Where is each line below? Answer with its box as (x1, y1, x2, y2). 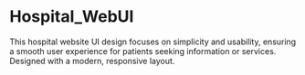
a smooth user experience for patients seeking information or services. (9, 45, 277, 56)
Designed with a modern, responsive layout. (9, 55, 175, 66)
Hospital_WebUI (9, 6, 134, 27)
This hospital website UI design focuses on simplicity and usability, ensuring (9, 36, 297, 47)
